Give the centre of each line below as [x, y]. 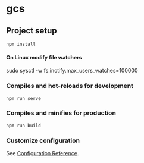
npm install [21, 44]
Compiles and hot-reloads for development [70, 86]
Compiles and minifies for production [61, 113]
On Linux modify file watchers [44, 57]
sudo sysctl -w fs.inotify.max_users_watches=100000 [72, 71]
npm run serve [24, 98]
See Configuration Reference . [43, 153]
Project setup [32, 31]
